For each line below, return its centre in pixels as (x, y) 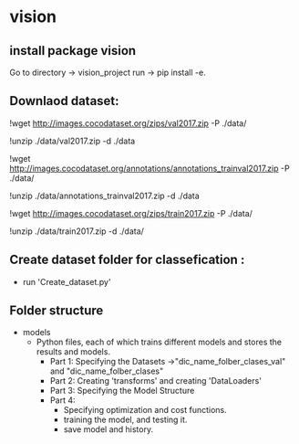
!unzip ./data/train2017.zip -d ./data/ (77, 231)
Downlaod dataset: (65, 101)
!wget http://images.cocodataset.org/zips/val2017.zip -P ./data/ (128, 123)
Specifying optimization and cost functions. (145, 410)
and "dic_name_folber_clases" (107, 371)
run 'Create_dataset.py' (67, 281)
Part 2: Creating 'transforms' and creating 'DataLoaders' (156, 381)
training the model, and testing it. (125, 420)
